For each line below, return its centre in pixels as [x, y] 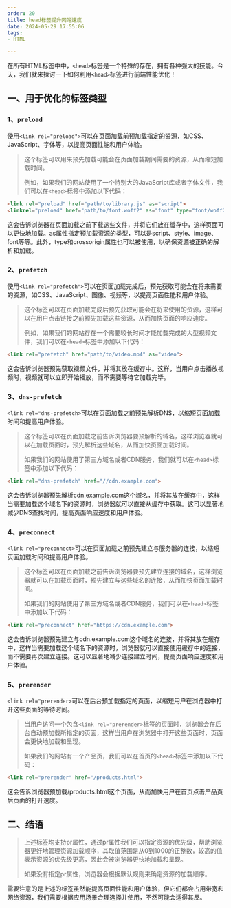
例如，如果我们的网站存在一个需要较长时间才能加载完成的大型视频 [117, 332]
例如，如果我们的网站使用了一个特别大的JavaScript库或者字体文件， [121, 182]
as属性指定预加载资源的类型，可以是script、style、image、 [133, 233]
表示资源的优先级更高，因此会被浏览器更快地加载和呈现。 [105, 860]
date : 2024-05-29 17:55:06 [46, 26]
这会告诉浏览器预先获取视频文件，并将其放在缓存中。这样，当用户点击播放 [112, 368]
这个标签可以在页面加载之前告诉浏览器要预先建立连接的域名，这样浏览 [123, 572]
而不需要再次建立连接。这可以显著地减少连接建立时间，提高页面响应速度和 [112, 656]
